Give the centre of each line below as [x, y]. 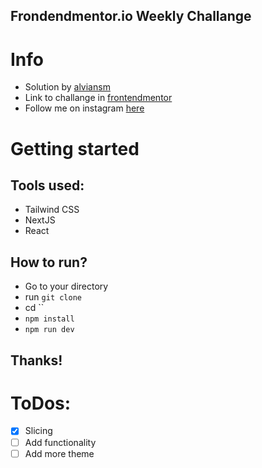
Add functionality [60, 442]
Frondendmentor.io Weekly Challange [131, 16]
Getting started [75, 148]
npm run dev [49, 330]
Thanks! [36, 360]
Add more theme [59, 453]
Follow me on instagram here [84, 108]
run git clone [53, 297]
